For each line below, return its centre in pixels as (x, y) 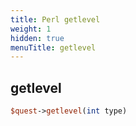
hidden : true (37, 38)
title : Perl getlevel (55, 19)
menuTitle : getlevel (53, 47)
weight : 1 (31, 29)
